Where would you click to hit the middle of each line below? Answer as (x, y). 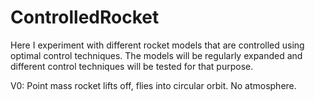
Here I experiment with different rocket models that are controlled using (157, 45)
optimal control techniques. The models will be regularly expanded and (156, 55)
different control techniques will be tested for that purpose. (132, 66)
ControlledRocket (85, 17)
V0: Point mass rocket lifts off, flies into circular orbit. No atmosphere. (153, 85)
